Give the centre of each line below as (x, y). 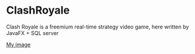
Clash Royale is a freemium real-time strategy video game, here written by (98, 27)
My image (19, 45)
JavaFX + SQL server (32, 33)
